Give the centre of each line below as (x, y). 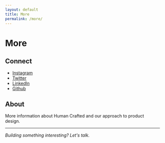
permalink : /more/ (24, 19)
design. (13, 121)
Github (19, 88)
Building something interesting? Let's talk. (47, 135)
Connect (19, 61)
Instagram (22, 73)
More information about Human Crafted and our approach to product (75, 116)
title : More (17, 14)
